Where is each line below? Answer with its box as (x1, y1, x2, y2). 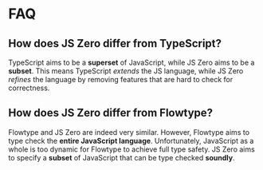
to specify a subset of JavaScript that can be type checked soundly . (8, 152, 235, 162)
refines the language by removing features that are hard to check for (8, 75, 234, 84)
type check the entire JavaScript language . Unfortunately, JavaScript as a (8, 136, 254, 145)
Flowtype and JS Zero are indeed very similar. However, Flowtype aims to (8, 127, 249, 136)
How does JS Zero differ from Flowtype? (8, 106, 214, 120)
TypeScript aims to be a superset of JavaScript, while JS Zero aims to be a (8, 57, 255, 67)
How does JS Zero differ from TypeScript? (8, 37, 222, 50)
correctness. (8, 83, 50, 93)
